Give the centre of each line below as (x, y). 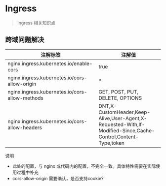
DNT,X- (108, 106)
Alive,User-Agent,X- (123, 118)
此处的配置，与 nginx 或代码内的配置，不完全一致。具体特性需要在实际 (84, 166)
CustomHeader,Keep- (124, 112)
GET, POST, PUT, (119, 92)
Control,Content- (119, 137)
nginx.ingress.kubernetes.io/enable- (50, 63)
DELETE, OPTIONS (120, 98)
